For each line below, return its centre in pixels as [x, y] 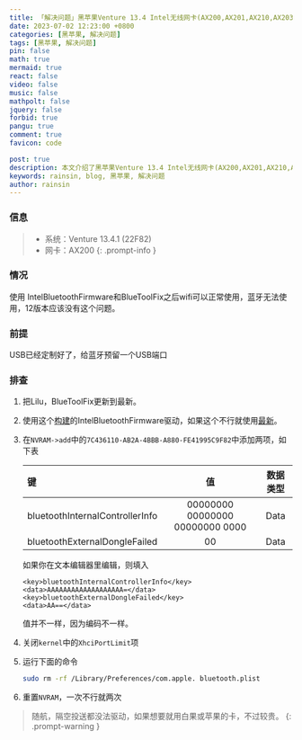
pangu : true [31, 127]
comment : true [36, 135]
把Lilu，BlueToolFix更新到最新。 [82, 402]
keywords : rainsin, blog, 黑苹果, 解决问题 [87, 176]
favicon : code [36, 143]
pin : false [30, 51]
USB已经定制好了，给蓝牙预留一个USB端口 [89, 355]
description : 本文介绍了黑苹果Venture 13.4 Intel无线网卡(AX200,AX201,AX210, [150, 167]
